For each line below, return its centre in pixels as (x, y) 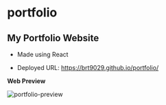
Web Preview (26, 81)
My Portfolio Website (53, 38)
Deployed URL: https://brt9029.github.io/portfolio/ (88, 68)
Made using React (43, 54)
